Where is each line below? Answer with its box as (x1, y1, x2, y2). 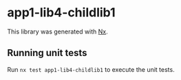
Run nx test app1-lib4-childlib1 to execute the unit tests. (7, 65, 175, 73)
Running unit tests (7, 47, 87, 59)
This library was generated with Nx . (7, 27, 108, 36)
